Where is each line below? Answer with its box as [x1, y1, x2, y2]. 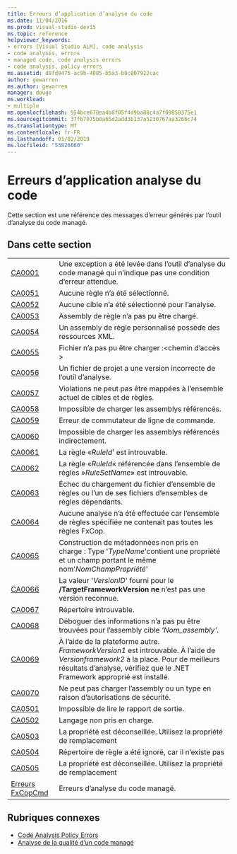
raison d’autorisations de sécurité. [59, 692, 171, 702]
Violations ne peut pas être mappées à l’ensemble [59, 383, 224, 393]
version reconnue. [59, 593, 119, 603]
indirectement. [59, 436, 107, 446]
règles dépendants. [59, 497, 123, 507]
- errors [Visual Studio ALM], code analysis [7, 43, 143, 50]
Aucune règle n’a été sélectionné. [59, 288, 169, 298]
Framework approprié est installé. [59, 671, 170, 681]
